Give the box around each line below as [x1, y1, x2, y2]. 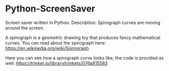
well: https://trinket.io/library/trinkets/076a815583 [5, 60, 108, 66]
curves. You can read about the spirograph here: [5, 39, 106, 45]
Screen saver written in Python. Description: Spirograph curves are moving [5, 19, 161, 25]
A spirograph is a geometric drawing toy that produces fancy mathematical [5, 34, 160, 40]
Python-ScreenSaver [5, 3, 96, 14]
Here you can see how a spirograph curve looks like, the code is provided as [5, 54, 164, 60]
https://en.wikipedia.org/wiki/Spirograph [5, 45, 89, 51]
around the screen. [5, 24, 45, 30]
